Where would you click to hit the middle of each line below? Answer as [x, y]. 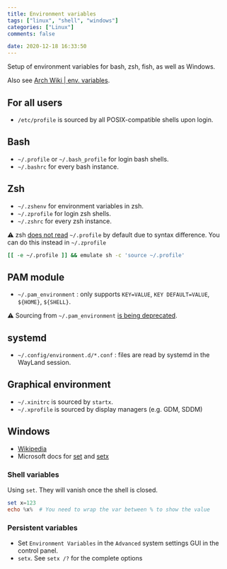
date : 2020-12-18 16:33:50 [47, 47]
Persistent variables [42, 527]
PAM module [36, 277]
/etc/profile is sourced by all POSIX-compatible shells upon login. [115, 119]
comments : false [31, 34]
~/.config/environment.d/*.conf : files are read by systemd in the [113, 355]
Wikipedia [32, 449]
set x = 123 [22, 503]
